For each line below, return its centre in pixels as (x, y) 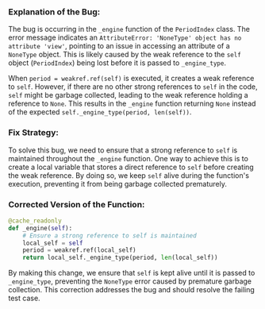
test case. (25, 298)
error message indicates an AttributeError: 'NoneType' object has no (125, 37)
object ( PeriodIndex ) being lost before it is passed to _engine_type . (117, 63)
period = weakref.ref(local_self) (79, 250)
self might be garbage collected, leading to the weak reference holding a (128, 95)
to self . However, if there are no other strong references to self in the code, (133, 87)
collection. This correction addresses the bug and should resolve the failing (132, 290)
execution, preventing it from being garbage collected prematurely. (118, 183)
